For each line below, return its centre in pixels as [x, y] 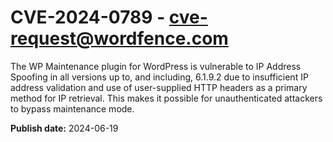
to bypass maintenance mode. [72, 108]
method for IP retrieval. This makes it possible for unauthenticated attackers [166, 98]
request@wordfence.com [119, 38]
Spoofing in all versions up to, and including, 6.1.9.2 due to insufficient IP [159, 77]
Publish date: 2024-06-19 [64, 128]
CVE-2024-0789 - [88, 17]
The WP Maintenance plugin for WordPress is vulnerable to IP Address [156, 66]
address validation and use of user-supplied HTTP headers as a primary [159, 87]
